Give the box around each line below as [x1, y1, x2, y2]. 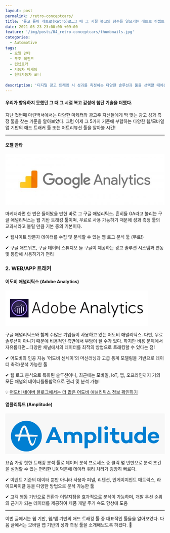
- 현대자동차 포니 [10, 72, 41, 77]
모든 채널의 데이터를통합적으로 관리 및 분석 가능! [5, 378, 100, 384]
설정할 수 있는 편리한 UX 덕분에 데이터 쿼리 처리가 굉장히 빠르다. [10, 466, 137, 472]
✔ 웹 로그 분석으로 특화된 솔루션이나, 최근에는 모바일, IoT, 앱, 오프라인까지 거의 [5, 372, 161, 378]
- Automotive [10, 40, 37, 46]
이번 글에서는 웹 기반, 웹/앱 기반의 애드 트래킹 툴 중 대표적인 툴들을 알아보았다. [5, 516, 159, 522]
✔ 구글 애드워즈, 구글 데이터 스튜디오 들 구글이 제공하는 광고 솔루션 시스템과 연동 [5, 245, 164, 251]
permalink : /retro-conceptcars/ [5, 13, 73, 19]
